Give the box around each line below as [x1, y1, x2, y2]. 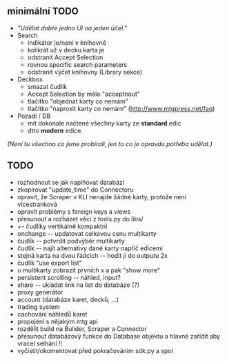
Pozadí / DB [17, 112, 51, 120]
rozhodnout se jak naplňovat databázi [17, 178, 125, 186]
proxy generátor [17, 288, 63, 296]
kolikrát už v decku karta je [27, 46, 105, 54]
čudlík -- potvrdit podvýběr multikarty [17, 237, 126, 245]
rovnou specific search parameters [27, 60, 128, 68]
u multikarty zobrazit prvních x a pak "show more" [17, 265, 161, 274]
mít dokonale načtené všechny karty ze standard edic [27, 119, 181, 127]
